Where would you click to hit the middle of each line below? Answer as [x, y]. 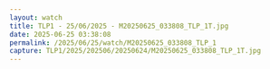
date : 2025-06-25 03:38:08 [60, 34]
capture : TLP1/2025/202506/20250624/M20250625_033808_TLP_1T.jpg [135, 51]
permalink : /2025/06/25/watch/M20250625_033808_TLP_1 [113, 43]
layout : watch [36, 17]
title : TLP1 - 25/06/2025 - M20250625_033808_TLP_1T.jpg [119, 26]
